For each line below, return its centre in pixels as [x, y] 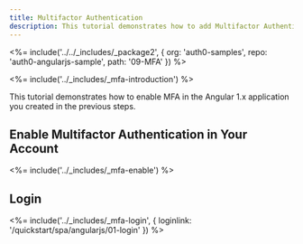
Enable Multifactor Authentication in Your [129, 134]
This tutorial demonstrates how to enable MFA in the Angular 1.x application [150, 97]
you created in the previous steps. [73, 106]
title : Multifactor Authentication [76, 18]
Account [34, 149]
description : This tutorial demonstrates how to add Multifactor [134, 26]
